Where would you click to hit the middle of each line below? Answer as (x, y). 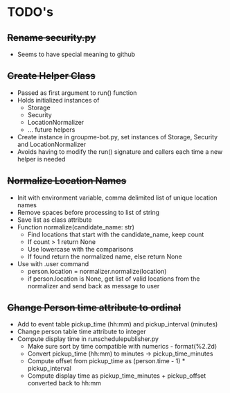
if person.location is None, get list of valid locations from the (114, 279)
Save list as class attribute (54, 220)
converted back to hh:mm (64, 383)
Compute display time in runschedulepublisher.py (88, 339)
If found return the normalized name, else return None (105, 256)
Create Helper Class (51, 76)
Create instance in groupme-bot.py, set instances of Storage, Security (117, 137)
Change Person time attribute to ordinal (94, 308)
